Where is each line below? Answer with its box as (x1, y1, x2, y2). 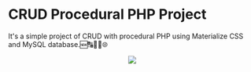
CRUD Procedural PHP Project (8, 5, 207, 23)
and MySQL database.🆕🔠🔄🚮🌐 (8, 39, 109, 49)
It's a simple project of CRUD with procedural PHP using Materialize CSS (8, 31, 244, 41)
